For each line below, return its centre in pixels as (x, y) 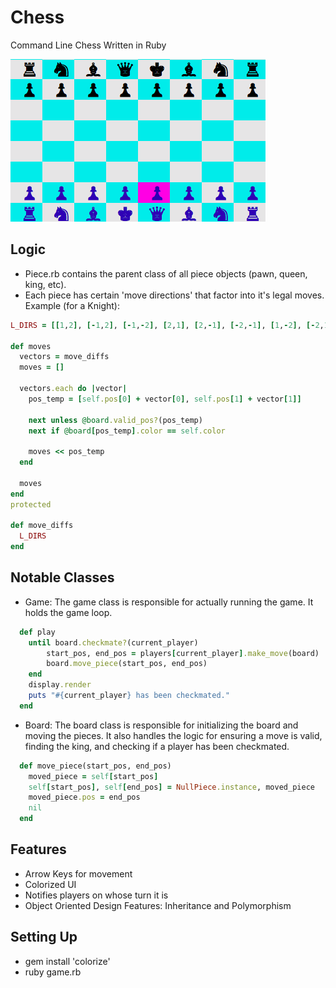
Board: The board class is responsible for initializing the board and (161, 725)
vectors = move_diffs (64, 357)
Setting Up (44, 937)
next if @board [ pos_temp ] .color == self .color (127, 431)
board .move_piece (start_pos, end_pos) (127, 664)
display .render (60, 685)
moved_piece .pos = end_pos (84, 797)
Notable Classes (62, 577)
